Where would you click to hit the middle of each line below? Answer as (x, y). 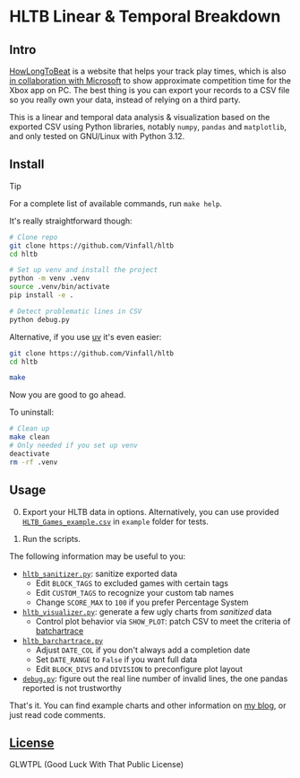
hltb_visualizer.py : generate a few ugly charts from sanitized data (147, 611)
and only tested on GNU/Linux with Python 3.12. (97, 136)
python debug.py (39, 319)
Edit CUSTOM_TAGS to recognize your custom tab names (135, 592)
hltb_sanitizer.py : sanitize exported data (99, 573)
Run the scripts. (51, 538)
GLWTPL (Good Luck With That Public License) (97, 765)
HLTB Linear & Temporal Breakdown (145, 17)
